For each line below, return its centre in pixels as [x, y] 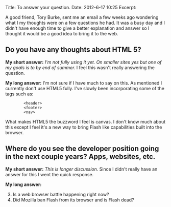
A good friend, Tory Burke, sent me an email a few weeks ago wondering [82, 17]
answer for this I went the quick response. [50, 174]
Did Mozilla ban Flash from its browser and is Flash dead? [73, 200]
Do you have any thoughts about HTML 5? [73, 50]
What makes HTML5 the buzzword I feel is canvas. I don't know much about [86, 121]
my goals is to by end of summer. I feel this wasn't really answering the [80, 67]
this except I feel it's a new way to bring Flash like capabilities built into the [84, 127]
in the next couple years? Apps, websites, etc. [80, 157]
